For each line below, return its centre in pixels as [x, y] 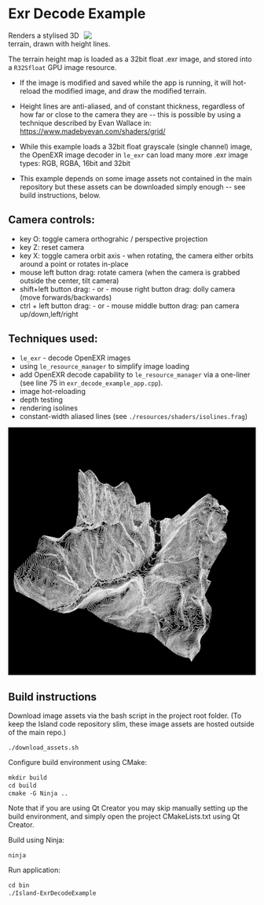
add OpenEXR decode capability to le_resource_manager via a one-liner [135, 374]
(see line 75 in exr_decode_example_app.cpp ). [91, 383]
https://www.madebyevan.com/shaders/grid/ [92, 131]
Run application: [34, 870]
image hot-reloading [53, 391]
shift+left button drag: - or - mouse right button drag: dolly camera [127, 289]
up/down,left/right [49, 314]
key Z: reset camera [52, 247]
